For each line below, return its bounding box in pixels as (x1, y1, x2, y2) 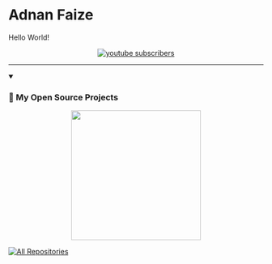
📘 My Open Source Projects (8, 92, 119, 103)
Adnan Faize (8, 6, 94, 24)
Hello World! (8, 32, 50, 42)
